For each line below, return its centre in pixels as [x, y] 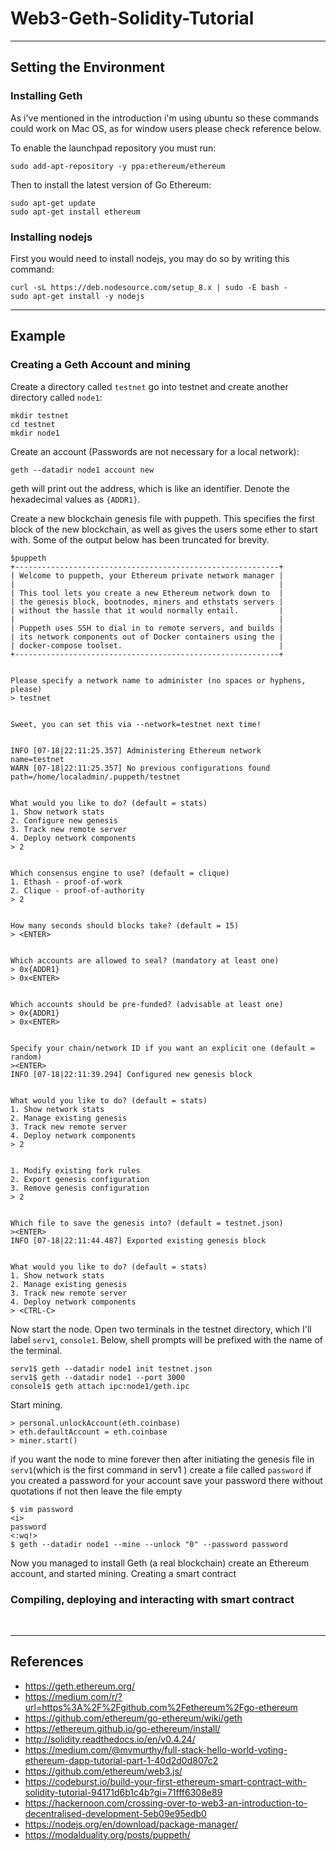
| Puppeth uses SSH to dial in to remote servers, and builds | [147, 628]
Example [38, 336]
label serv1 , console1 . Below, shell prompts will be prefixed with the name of [167, 1339]
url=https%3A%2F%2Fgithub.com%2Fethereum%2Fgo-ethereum [161, 1707]
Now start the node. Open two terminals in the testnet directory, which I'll [161, 1329]
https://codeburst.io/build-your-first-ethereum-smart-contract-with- [165, 1781]
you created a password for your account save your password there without [166, 1480]
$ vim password [42, 1509]
